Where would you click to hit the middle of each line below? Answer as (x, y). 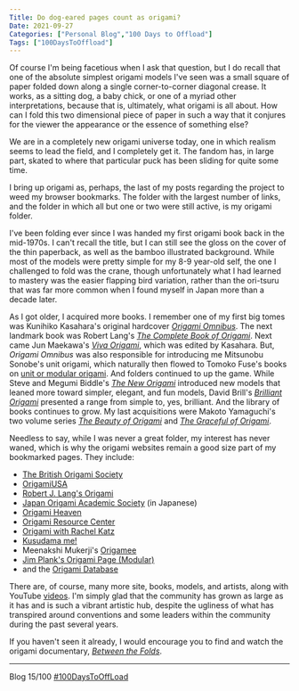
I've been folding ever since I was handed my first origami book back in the (147, 234)
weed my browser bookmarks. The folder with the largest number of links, (145, 197)
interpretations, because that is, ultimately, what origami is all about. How (144, 106)
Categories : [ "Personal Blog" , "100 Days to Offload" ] (111, 34)
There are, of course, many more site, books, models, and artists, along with (149, 587)
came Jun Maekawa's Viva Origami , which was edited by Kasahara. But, (142, 345)
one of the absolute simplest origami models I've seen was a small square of (149, 78)
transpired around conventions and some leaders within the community (140, 615)
